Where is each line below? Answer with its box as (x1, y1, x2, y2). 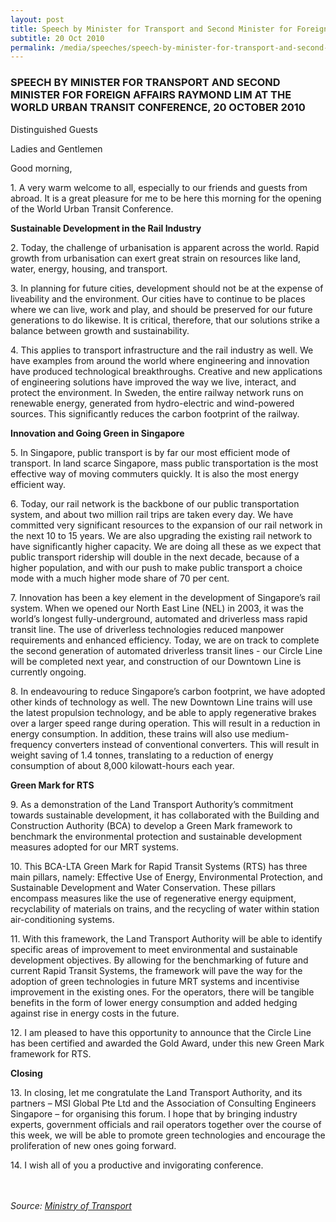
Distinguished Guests (10, 123, 98, 135)
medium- (251, 727, 290, 740)
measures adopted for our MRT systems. (10, 841, 179, 853)
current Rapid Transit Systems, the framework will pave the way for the (10, 964, 303, 976)
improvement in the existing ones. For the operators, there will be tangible (10, 986, 315, 998)
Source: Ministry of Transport (10, 1199, 132, 1211)
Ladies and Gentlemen (10, 142, 103, 155)
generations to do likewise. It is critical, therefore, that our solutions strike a (10, 314, 320, 326)
